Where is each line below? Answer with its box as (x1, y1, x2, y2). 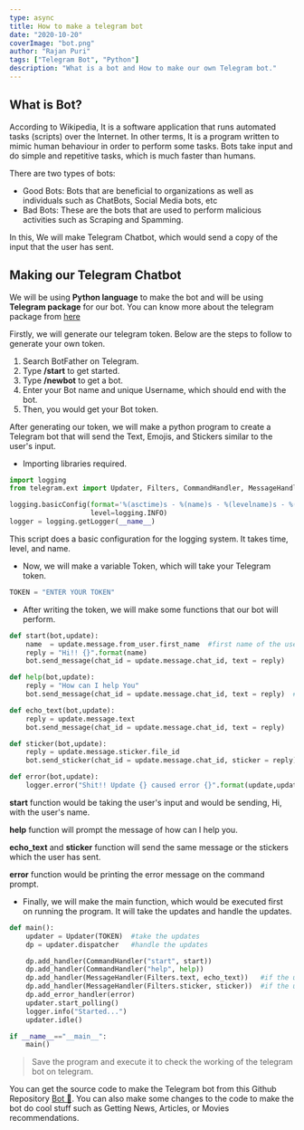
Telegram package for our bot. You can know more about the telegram (9, 301, 274, 312)
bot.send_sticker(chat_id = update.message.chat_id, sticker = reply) (25, 756, 298, 765)
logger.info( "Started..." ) (25, 1007, 128, 1016)
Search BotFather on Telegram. (22, 355, 139, 367)
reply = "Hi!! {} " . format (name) (25, 648, 147, 657)
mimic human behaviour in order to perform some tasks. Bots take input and (9, 140, 293, 151)
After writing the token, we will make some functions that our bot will (22, 604, 279, 615)
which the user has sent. (9, 851, 101, 862)
